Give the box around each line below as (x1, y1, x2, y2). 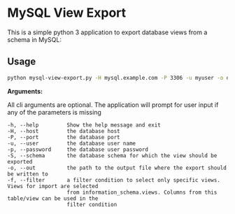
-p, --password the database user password (7, 145, 149, 153)
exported (7, 158, 33, 165)
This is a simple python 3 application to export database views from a (7, 28, 208, 36)
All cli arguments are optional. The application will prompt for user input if (7, 100, 219, 109)
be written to (7, 170, 49, 178)
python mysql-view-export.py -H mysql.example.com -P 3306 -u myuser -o (7, 74, 224, 81)
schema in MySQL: (7, 35, 62, 43)
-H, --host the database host (7, 127, 120, 134)
